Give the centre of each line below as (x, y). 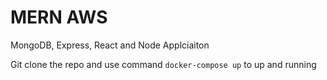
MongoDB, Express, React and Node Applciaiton (110, 45)
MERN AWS (59, 17)
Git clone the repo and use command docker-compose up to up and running (163, 64)
